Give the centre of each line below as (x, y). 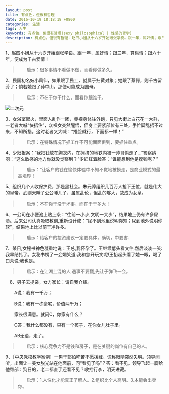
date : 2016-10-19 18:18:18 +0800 (40, 19)
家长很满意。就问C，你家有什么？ (49, 314)
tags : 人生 (16, 29)
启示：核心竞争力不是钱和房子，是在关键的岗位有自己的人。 (88, 346)
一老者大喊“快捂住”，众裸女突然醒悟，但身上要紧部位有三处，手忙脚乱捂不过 (84, 125)
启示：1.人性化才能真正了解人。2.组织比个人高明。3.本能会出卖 (92, 380)
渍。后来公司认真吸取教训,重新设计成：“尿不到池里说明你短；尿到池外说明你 (84, 220)
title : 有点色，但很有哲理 (30, 15)
